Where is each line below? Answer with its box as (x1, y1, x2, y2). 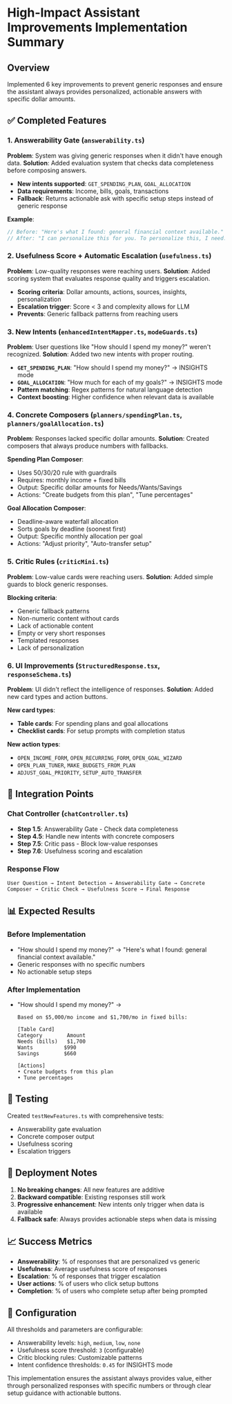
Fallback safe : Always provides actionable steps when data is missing (17, 1214, 217, 1223)
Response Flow (7, 864, 60, 873)
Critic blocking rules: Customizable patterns (17, 1353, 143, 1362)
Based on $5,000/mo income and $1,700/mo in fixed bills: (17, 1014, 188, 1021)
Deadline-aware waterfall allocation (17, 518, 119, 526)
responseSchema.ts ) (7, 669, 72, 679)
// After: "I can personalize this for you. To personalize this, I (7, 235, 209, 241)
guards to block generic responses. (7, 580, 108, 588)
